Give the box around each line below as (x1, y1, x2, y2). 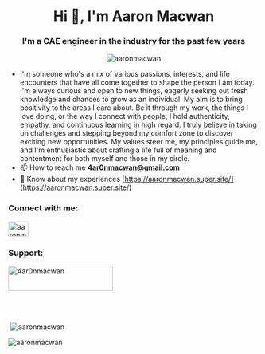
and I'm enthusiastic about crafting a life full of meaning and (19, 145, 217, 155)
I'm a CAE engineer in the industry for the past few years (22, 36, 245, 47)
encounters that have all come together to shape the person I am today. (19, 77, 255, 87)
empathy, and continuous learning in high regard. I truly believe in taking (19, 120, 257, 130)
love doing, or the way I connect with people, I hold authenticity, (19, 112, 231, 121)
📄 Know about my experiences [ (19, 175, 125, 184)
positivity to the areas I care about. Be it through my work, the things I (19, 103, 249, 112)
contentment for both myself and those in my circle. (19, 154, 190, 163)
